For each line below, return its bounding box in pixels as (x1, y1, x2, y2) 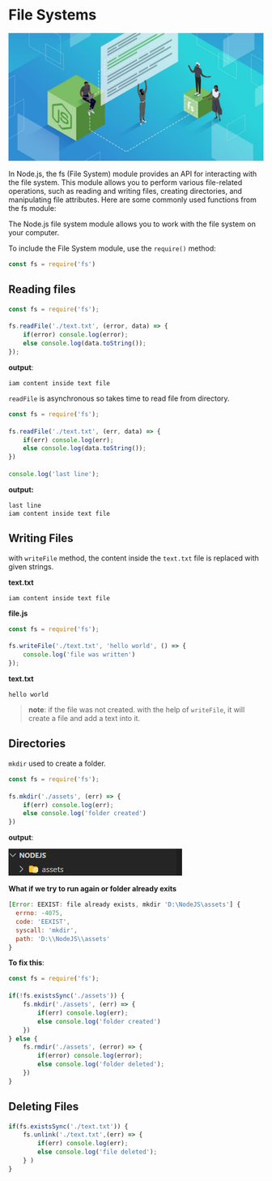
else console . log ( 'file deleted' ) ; (37, 1148, 158, 1157)
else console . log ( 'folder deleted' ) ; (37, 1060, 164, 1068)
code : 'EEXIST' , (15, 917, 70, 925)
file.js (8, 608, 28, 618)
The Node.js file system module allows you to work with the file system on (8, 219, 257, 229)
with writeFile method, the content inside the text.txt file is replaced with (8, 553, 259, 563)
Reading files (8, 282, 76, 297)
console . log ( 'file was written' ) (23, 651, 136, 659)
